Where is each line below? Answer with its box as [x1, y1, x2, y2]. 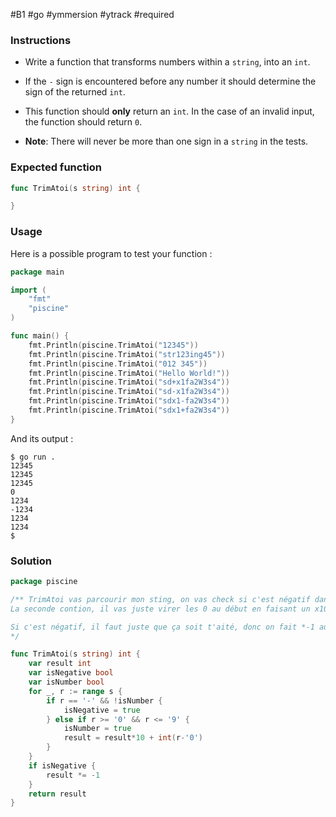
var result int [28, 659, 92, 669]
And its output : [10, 432, 74, 444]
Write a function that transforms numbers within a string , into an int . [24, 56, 311, 68]
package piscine [10, 577, 78, 587]
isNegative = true [63, 705, 141, 715]
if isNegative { [28, 760, 97, 771]
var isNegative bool [28, 668, 114, 678]
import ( [10, 285, 47, 295]
